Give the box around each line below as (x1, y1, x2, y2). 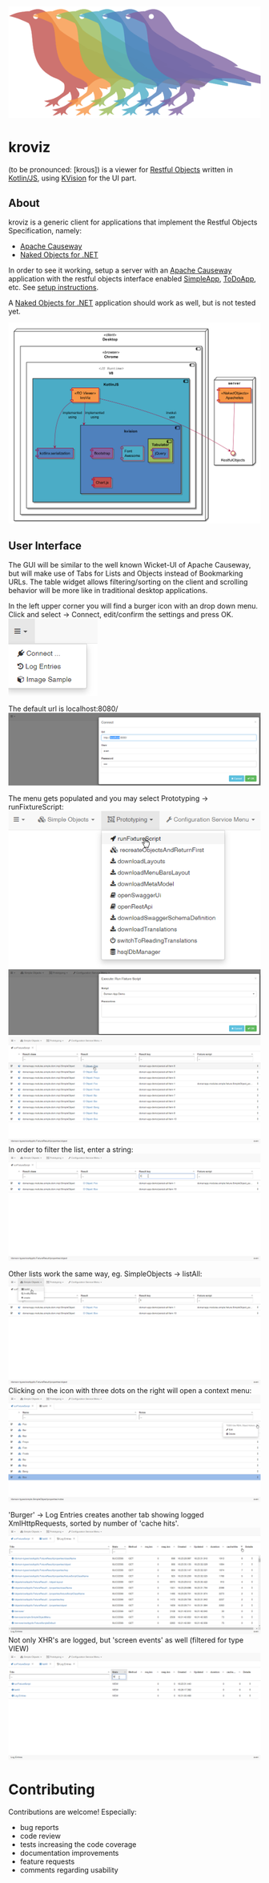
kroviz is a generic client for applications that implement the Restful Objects (8, 217, 258, 227)
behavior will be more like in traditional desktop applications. (8, 586, 208, 596)
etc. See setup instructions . (8, 283, 98, 293)
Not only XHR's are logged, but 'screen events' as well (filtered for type (8, 1635, 244, 1645)
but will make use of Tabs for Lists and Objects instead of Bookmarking (8, 568, 243, 579)
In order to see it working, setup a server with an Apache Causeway (8, 265, 232, 275)
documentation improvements (19, 1848, 119, 1857)
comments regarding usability (19, 1865, 118, 1874)
